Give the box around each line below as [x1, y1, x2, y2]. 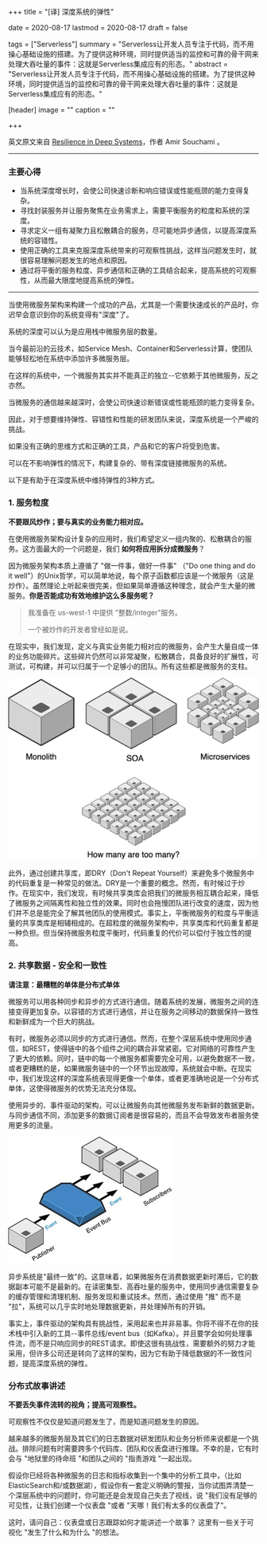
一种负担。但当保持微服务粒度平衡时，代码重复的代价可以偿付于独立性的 [8, 928, 245, 938]
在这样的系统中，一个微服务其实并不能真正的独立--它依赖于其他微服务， [8, 371, 245, 380]
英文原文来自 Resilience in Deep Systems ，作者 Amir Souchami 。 [8, 137, 224, 146]
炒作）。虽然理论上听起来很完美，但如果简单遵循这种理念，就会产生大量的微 [8, 580, 256, 590]
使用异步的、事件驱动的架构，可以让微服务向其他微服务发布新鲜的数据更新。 [8, 1100, 259, 1110]
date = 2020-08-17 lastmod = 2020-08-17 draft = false [8, 23, 188, 32]
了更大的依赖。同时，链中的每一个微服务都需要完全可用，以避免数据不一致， [8, 1053, 259, 1063]
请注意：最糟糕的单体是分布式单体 [8, 980, 120, 989]
